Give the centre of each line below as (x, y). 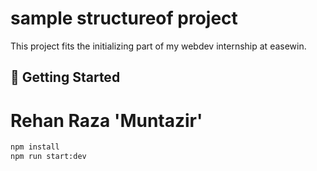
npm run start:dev (48, 157)
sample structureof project (124, 18)
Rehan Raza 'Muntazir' (106, 120)
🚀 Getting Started (65, 77)
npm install (35, 147)
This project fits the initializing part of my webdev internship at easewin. (158, 46)
